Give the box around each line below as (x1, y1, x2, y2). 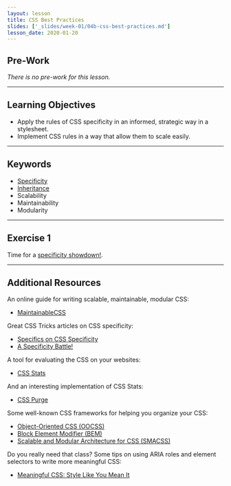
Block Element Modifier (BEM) (16, 430, 102, 438)
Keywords (7, 159, 52, 170)
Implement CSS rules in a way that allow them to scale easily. (16, 132, 191, 140)
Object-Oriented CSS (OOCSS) (16, 422, 105, 430)
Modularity (16, 206, 48, 214)
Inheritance (16, 184, 50, 192)
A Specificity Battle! (16, 342, 74, 351)
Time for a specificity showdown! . (7, 250, 103, 258)
